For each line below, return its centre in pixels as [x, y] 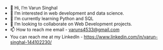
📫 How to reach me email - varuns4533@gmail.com [65, 30]
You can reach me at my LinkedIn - [46, 37]
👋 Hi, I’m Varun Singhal [34, 8]
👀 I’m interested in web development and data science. [67, 13]
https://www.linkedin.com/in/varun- [121, 37]
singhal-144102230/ [31, 42]
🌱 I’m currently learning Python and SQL [52, 18]
